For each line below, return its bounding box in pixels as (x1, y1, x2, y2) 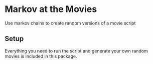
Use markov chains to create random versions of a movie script (5, 20, 136, 26)
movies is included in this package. (5, 53, 77, 59)
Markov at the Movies (5, 3, 97, 15)
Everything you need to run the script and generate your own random (5, 47, 148, 53)
